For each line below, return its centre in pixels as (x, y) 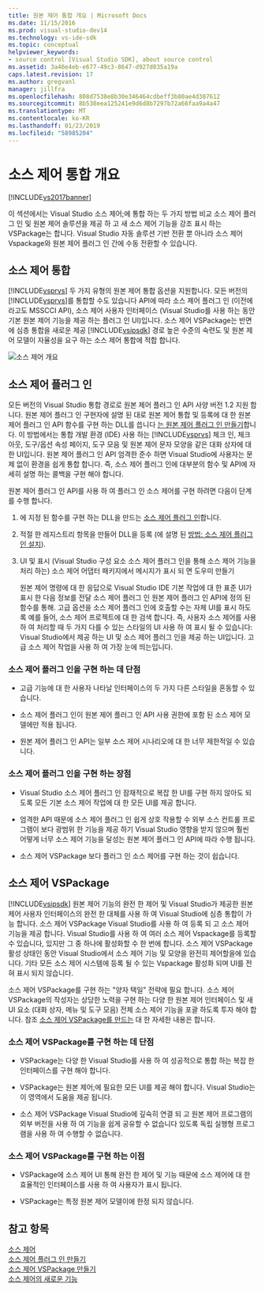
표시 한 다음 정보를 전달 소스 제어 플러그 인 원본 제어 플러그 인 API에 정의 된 (135, 598)
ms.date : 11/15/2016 (42, 23)
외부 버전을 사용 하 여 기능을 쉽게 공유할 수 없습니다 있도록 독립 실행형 (127, 1123)
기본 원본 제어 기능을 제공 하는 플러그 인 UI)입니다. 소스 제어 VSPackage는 (123, 320)
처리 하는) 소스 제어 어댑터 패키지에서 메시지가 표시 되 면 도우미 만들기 (127, 571)
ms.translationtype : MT (47, 111)
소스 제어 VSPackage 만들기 (52, 1269)
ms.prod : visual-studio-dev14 (58, 30)
